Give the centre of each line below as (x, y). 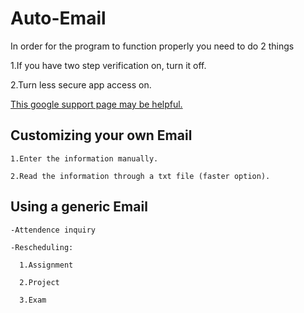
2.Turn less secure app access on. (81, 84)
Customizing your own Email (101, 135)
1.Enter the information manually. (84, 158)
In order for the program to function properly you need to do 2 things (152, 46)
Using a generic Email (79, 207)
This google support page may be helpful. (96, 104)
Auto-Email (58, 18)
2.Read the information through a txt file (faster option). (140, 176)
